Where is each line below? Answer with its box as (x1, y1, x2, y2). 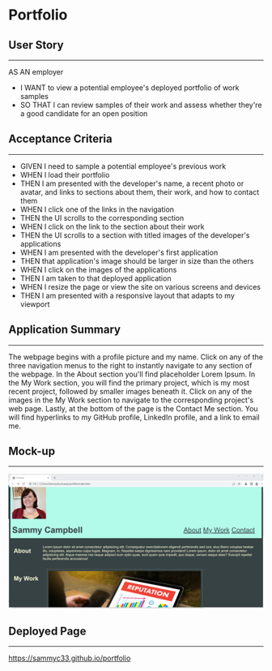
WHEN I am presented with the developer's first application (19, 247, 219, 257)
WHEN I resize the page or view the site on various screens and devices (19, 282, 261, 291)
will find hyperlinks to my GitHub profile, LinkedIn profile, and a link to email (8, 412, 261, 422)
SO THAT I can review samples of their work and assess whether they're (19, 100, 262, 110)
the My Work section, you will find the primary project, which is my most (8, 377, 249, 387)
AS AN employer (8, 67, 64, 76)
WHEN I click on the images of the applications (19, 265, 177, 274)
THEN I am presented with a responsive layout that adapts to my (19, 290, 235, 300)
